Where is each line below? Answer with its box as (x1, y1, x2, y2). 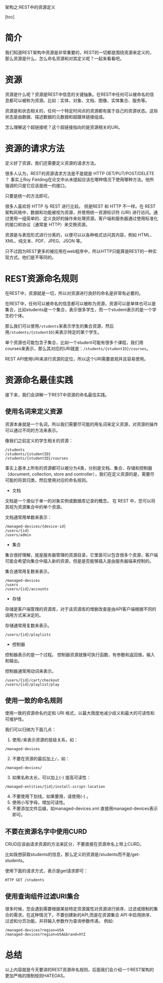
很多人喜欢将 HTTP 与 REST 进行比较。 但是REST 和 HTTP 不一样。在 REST (5, 203, 156, 209)
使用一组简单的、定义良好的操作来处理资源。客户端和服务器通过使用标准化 (9, 215, 158, 221)
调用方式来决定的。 (5, 612, 44, 618)
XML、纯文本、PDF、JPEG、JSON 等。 (5, 238, 85, 244)
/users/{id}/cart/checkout (5, 678, 60, 682)
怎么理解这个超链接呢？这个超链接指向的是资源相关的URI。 (5, 124, 123, 130)
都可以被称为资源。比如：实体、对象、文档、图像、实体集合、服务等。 (9, 97, 149, 103)
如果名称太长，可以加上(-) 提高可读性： (12, 775, 91, 781)
